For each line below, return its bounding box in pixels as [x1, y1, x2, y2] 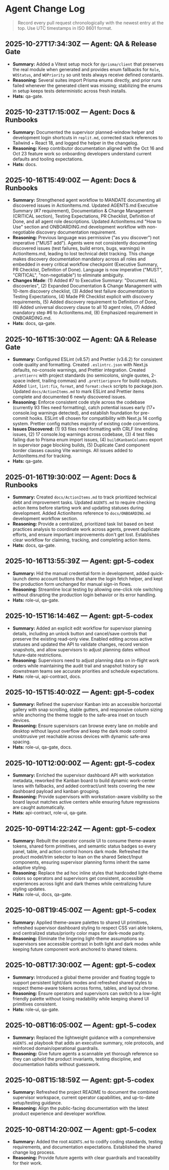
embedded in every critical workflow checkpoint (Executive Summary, [12, 261, 158, 267]
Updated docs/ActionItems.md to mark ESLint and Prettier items [12, 388, 145, 395]
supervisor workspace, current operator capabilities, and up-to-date [12, 1094, 155, 1100]
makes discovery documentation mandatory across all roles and [12, 256, 146, 262]
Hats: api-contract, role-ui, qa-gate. [12, 810, 88, 816]
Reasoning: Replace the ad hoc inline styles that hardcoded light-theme [12, 870, 162, 876]
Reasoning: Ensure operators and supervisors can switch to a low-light [12, 990, 161, 996]
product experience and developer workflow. [12, 1110, 106, 1117]
